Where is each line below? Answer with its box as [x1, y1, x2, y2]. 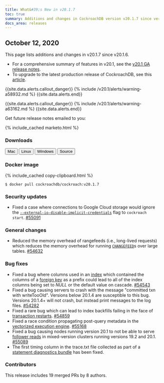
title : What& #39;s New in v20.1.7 [5, 7, 76, 12]
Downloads [5, 137, 33, 144]
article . [12, 77, 26, 83]
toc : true [5, 12, 25, 17]
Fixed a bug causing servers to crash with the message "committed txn [12, 287, 156, 293]
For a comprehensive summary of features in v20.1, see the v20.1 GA [12, 61, 150, 67]
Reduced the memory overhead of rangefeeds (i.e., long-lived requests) [12, 238, 157, 244]
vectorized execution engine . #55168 [12, 323, 87, 329]
